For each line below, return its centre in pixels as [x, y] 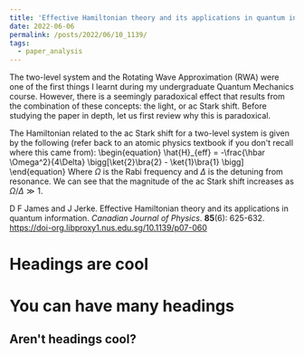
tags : [19, 43]
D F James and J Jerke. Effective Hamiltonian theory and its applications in [149, 208]
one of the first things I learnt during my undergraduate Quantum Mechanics [152, 87]
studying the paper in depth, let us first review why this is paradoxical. [140, 116]
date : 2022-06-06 [42, 26]
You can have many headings [122, 306]
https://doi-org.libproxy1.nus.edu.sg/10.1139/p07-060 [109, 228]
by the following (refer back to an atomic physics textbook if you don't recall [152, 143]
